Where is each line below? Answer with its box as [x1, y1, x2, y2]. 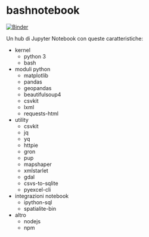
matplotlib [23, 72, 49, 79]
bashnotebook [6, 4, 80, 17]
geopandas [23, 84, 52, 91]
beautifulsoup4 [23, 91, 61, 98]
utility [14, 116, 29, 123]
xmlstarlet [23, 167, 49, 174]
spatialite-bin [23, 205, 57, 212]
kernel [14, 46, 31, 54]
